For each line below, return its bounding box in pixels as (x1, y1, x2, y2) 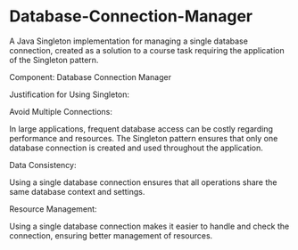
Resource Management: (9, 203, 97, 214)
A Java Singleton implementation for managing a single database (9, 36, 248, 46)
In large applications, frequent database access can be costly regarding (9, 123, 274, 134)
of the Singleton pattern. (9, 54, 99, 65)
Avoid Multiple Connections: (9, 106, 113, 117)
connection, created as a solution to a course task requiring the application (9, 44, 285, 55)
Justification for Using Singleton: (9, 89, 130, 100)
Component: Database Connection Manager (9, 71, 172, 82)
